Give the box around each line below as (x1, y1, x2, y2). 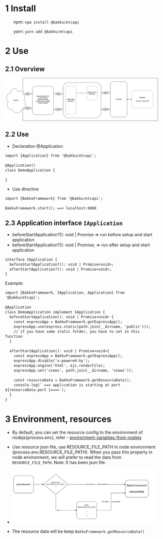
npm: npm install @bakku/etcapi (14, 19, 80, 25)
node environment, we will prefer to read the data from (12, 454, 122, 460)
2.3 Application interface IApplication (5, 219, 123, 227)
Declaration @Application (12, 143, 63, 149)
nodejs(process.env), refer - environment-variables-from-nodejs (12, 435, 142, 440)
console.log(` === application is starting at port (14, 383, 120, 388)
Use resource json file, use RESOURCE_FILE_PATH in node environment (12, 444, 156, 450)
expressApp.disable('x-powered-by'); (14, 358, 90, 364)
